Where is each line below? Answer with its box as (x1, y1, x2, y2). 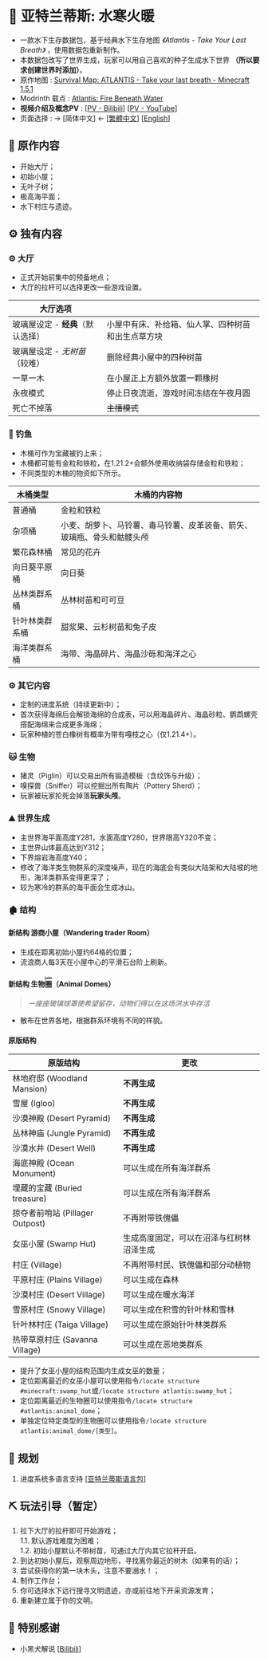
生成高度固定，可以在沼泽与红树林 (122, 1233, 251, 1244)
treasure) (12, 1193, 47, 1204)
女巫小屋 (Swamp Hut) (12, 1238, 97, 1250)
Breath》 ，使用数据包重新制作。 (19, 45, 124, 54)
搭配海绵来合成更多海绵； (19, 719, 104, 730)
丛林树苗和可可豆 (61, 594, 125, 605)
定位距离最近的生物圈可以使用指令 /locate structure (19, 1396, 193, 1406)
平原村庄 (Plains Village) (12, 1274, 103, 1285)
